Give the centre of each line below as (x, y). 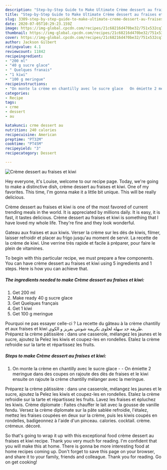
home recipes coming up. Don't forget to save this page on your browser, (80, 451)
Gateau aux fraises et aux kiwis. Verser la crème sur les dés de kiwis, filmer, (83, 232)
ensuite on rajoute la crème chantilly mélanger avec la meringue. (79, 379)
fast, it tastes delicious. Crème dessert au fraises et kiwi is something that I (82, 217)
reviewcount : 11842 (25, 51)
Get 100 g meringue (33, 313)
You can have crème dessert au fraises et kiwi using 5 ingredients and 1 (79, 263)
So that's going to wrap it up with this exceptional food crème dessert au (80, 435)
